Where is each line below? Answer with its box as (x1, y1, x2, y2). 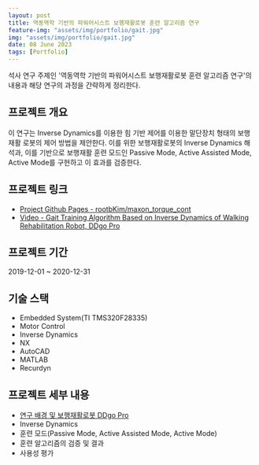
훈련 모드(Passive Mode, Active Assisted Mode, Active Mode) (19, 429, 218, 438)
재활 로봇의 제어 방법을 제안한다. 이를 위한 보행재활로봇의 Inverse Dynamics (8, 138, 242, 147)
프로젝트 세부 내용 (8, 388, 90, 401)
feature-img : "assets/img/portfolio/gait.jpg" (8, 26, 164, 34)
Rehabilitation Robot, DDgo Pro (19, 221, 120, 231)
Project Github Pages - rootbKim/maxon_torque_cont (19, 204, 191, 213)
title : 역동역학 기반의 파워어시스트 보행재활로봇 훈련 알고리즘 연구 (8, 19, 200, 27)
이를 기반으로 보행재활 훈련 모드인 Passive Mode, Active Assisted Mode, (24, 147, 252, 157)
